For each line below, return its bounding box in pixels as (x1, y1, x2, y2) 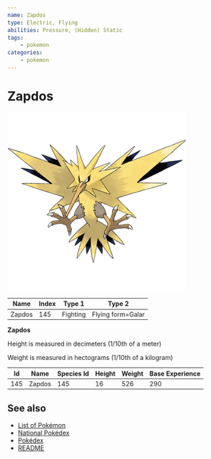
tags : (7, 34, 24, 41)
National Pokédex (17, 428, 70, 438)
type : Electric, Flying (7, 19, 78, 26)
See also (7, 402, 46, 414)
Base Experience (149, 369, 201, 378)
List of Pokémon (17, 421, 66, 430)
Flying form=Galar (91, 310, 145, 319)
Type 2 (108, 299, 130, 308)
